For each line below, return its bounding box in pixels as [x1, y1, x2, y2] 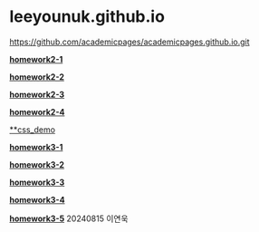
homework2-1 [9, 53, 63, 64]
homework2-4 [9, 106, 65, 117]
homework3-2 [9, 159, 65, 169]
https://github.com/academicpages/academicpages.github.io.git [9, 36, 251, 47]
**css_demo [9, 124, 56, 135]
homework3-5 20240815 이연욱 [9, 213, 129, 224]
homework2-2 [9, 71, 65, 82]
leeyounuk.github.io [9, 6, 166, 27]
